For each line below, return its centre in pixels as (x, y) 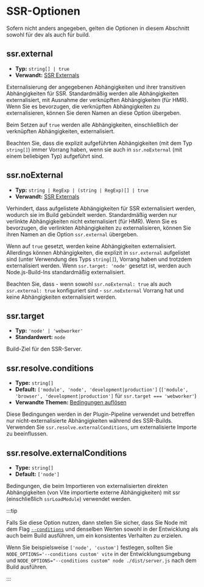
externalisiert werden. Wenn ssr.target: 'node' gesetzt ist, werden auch (98, 265)
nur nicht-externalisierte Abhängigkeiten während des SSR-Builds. (90, 421)
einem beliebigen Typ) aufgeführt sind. (55, 156)
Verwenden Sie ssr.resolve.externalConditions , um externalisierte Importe (101, 427)
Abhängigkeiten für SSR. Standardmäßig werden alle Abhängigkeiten (93, 93)
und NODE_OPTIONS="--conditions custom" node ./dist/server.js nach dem (101, 560)
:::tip (12, 511)
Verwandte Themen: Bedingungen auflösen (71, 403)
